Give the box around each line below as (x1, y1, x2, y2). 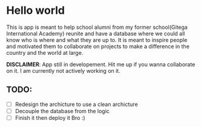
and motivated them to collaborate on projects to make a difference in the (6, 43, 189, 50)
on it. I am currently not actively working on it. (6, 67, 120, 74)
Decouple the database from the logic (15, 107, 110, 114)
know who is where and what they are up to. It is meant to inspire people (6, 36, 188, 43)
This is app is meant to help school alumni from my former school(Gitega (6, 23, 188, 31)
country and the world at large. (6, 49, 84, 56)
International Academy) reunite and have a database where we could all (6, 29, 185, 37)
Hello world (6, 4, 65, 17)
